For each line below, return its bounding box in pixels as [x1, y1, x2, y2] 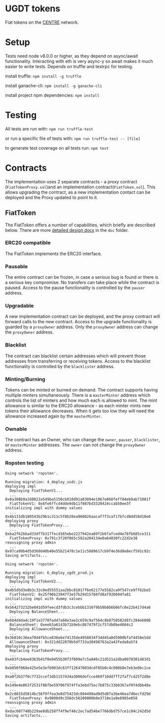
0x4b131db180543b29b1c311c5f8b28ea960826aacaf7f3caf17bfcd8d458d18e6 [5, 514, 151, 519]
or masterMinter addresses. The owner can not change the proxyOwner [5, 442, 146, 448]
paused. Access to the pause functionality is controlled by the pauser [5, 285, 145, 291]
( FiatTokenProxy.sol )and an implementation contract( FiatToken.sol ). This [5, 184, 156, 190]
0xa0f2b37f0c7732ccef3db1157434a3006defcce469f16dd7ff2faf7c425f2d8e [5, 674, 151, 679]
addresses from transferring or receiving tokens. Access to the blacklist [5, 358, 151, 364]
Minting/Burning [5, 376, 46, 383]
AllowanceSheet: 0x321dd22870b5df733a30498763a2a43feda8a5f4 [9, 639, 138, 644]
